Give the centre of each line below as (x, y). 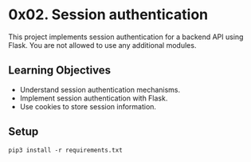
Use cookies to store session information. (88, 106)
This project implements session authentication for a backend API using (126, 37)
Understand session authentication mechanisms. (100, 89)
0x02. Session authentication (108, 15)
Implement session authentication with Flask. (94, 98)
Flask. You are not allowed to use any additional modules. (102, 45)
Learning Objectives (60, 71)
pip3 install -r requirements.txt (66, 150)
